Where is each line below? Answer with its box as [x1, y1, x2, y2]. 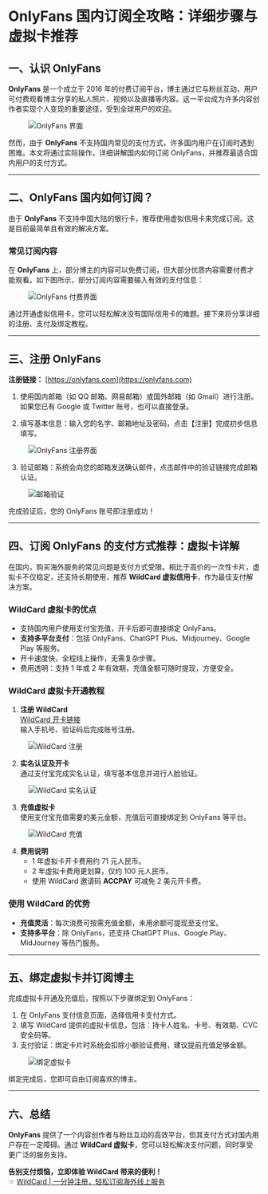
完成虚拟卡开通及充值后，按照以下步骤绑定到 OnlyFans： [8, 994, 195, 1003]
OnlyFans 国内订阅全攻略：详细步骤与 [8, 7, 258, 26]
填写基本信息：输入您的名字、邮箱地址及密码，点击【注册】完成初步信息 [19, 418, 258, 428]
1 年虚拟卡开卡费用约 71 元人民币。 [31, 857, 146, 866]
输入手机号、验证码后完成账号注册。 [19, 725, 140, 735]
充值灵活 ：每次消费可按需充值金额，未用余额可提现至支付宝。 [19, 918, 223, 928]
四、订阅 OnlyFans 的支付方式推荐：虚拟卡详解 [8, 539, 240, 553]
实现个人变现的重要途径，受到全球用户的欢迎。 [22, 104, 176, 113]
